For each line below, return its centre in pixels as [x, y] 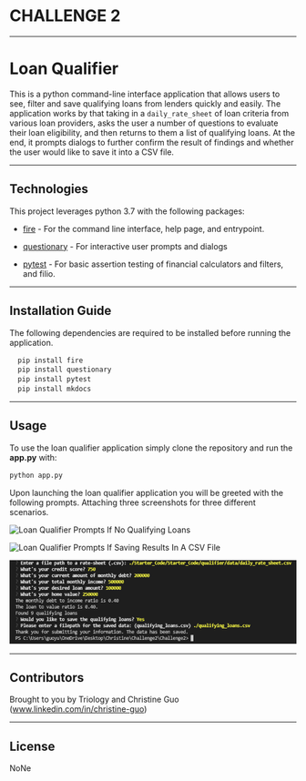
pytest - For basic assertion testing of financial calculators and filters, [153, 264]
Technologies [49, 189]
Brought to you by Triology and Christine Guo [94, 700]
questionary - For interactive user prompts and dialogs [125, 246]
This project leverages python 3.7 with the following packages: [127, 211]
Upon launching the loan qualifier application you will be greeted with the [147, 492]
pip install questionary [65, 370]
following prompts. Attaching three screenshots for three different [133, 502]
